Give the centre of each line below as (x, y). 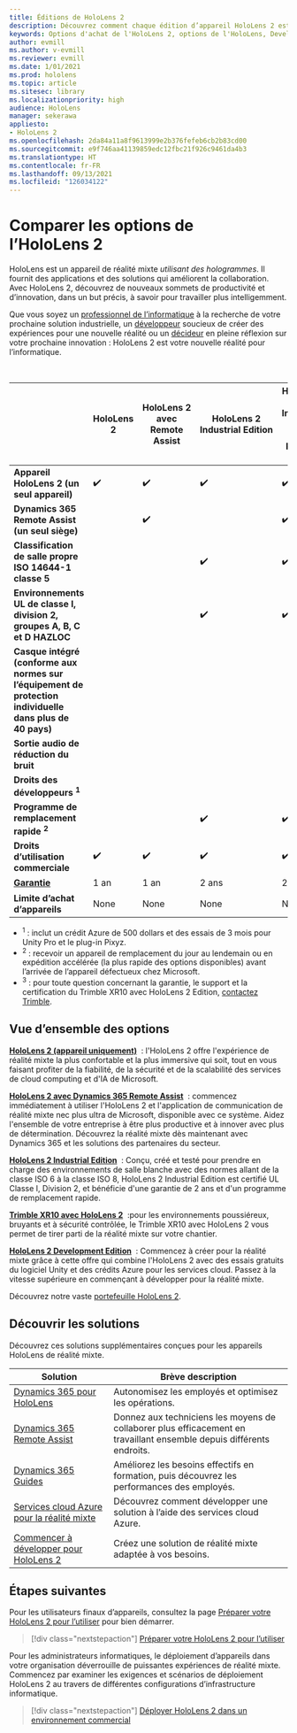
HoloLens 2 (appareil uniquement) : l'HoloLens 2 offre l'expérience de (139, 1051)
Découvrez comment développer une (190, 1501)
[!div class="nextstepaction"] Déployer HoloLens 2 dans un (139, 1711)
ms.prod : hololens (43, 75)
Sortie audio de (46, 743)
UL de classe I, (45, 605)
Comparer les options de (102, 226)
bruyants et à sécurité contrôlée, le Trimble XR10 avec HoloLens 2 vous (139, 1224)
